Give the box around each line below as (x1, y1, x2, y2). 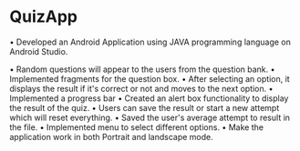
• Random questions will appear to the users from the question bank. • (9, 64, 275, 75)
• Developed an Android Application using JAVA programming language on (9, 36, 292, 47)
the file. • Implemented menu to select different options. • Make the (9, 121, 264, 133)
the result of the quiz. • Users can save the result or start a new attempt (9, 102, 280, 113)
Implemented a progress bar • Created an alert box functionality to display (9, 93, 289, 104)
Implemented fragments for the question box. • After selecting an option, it (9, 73, 290, 84)
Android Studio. (9, 45, 68, 56)
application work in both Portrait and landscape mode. (9, 131, 214, 142)
